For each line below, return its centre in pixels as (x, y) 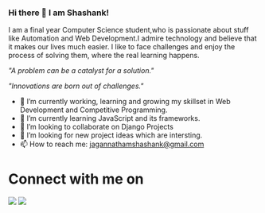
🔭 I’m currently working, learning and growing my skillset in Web (125, 102)
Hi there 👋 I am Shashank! (59, 13)
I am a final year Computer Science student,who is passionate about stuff (129, 30)
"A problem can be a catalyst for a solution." (81, 71)
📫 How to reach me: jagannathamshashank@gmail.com (112, 144)
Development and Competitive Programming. (94, 110)
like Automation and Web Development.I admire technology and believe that (132, 38)
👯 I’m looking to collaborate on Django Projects (96, 127)
